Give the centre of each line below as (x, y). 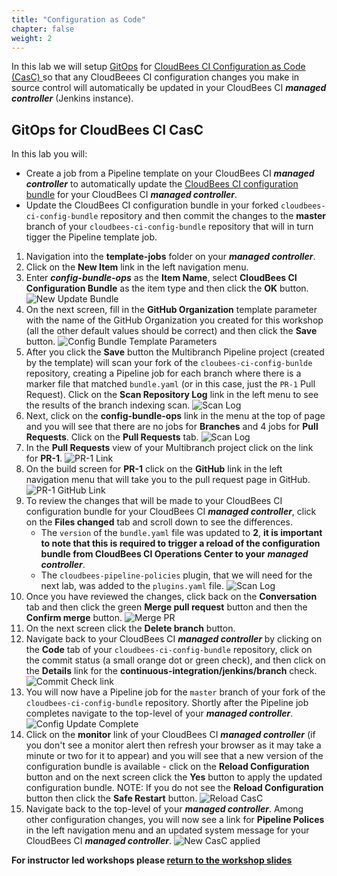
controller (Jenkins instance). (72, 98)
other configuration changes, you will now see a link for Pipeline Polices (175, 820)
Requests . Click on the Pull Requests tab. (112, 437)
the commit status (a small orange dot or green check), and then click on (175, 660)
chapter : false (43, 29)
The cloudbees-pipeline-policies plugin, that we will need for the (176, 575)
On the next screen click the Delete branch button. (130, 628)
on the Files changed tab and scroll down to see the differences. (159, 522)
